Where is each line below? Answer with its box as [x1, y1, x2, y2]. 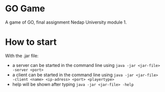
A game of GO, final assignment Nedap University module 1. [5, 19, 127, 25]
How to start [5, 36, 57, 48]
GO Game [5, 3, 45, 14]
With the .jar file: [5, 53, 39, 59]
